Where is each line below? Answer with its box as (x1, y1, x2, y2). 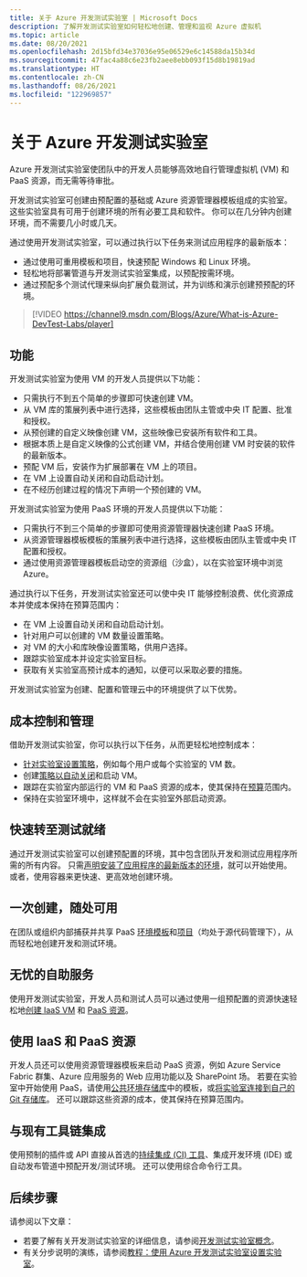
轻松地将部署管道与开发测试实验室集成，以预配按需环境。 (22, 268, 239, 279)
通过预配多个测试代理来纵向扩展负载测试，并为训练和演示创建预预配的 (22, 280, 288, 290)
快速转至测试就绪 (9, 822, 106, 838)
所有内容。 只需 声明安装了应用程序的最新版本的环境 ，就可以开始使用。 (25, 860, 292, 871)
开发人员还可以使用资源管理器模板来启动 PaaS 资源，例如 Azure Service (9, 1060, 281, 1071)
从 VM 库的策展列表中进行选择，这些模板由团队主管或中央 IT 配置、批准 (22, 404, 292, 416)
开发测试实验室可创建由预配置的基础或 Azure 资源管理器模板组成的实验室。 (9, 195, 292, 206)
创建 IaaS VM (26, 1004, 76, 1015)
